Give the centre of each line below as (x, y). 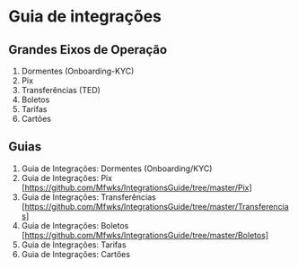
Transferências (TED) (61, 90)
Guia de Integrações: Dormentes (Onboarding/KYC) (117, 169)
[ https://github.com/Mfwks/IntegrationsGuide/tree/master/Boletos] (145, 235)
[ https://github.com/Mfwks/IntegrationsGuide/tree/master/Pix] (136, 187)
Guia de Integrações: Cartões (76, 254)
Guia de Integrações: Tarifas (74, 245)
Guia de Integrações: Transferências (88, 197)
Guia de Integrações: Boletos (75, 225)
